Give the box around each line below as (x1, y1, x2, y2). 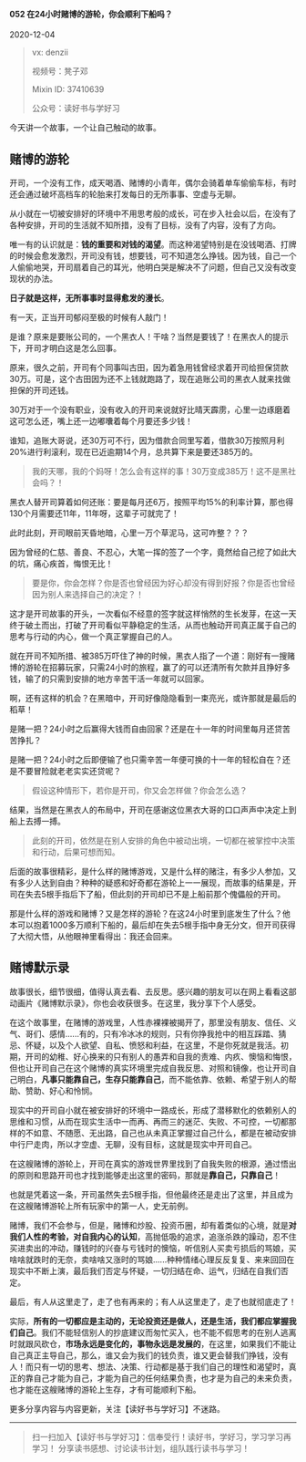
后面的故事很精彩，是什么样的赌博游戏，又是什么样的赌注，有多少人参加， (9, 866, 289, 877)
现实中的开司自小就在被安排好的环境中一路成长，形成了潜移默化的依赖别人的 (9, 1104, 297, 1115)
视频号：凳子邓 (31, 66, 88, 77)
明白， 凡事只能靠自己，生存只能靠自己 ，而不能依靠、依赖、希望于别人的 (16, 1073, 289, 1084)
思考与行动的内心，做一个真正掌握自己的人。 (9, 631, 178, 642)
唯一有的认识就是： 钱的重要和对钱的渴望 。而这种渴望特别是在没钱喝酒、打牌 (9, 239, 297, 250)
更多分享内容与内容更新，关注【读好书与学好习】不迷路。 (9, 1403, 225, 1414)
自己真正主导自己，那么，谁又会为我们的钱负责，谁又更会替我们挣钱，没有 (9, 1350, 289, 1361)
